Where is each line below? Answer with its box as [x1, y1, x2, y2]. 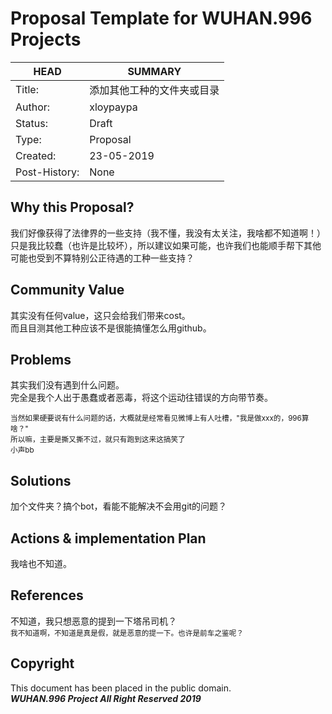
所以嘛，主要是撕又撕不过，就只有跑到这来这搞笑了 [10, 435, 186, 445]
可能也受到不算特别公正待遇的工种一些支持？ [10, 252, 195, 264]
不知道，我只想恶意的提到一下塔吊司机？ [10, 615, 177, 627]
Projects [10, 28, 82, 51]
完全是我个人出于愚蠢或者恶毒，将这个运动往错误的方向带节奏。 [10, 392, 273, 404]
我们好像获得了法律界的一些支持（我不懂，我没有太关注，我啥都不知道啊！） [10, 227, 326, 239]
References [10, 587, 84, 604]
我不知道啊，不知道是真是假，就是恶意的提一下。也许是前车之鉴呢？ [10, 628, 245, 638]
